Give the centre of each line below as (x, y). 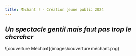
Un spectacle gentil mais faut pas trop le (68, 29)
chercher (19, 37)
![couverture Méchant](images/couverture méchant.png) (62, 49)
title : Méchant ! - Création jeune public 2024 (55, 9)
